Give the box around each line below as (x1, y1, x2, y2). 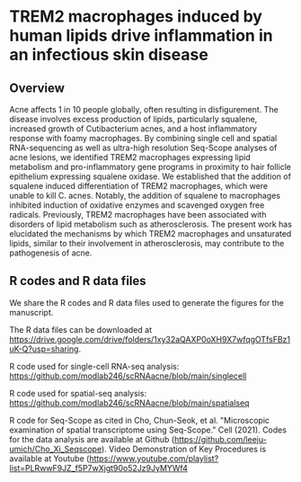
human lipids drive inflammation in (9, 25, 273, 46)
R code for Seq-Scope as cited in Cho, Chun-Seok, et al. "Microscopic (9, 415, 270, 425)
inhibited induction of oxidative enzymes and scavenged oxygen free (9, 200, 265, 210)
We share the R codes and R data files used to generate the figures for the (9, 297, 285, 308)
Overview (9, 80, 66, 95)
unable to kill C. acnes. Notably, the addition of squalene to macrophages (9, 191, 281, 201)
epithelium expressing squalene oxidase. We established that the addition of (9, 171, 292, 182)
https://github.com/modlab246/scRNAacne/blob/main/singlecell (9, 370, 247, 381)
